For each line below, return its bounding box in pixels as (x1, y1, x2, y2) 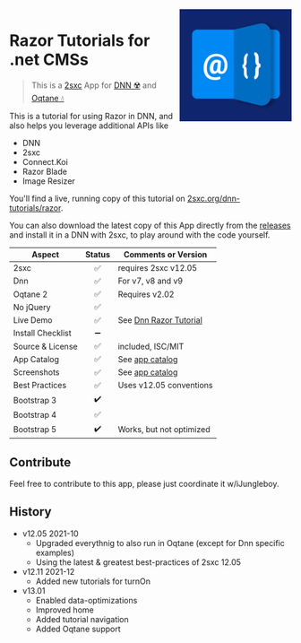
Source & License (13, 341, 78, 352)
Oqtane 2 (13, 289, 48, 300)
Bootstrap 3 (13, 395, 56, 405)
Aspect (31, 249, 60, 260)
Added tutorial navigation (35, 613, 130, 624)
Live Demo (13, 315, 53, 326)
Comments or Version (124, 249, 208, 260)
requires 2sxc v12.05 (117, 263, 198, 274)
